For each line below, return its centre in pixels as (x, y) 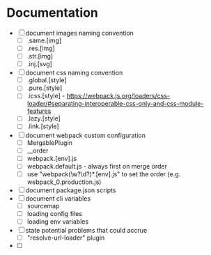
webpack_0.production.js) (64, 182)
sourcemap (43, 206)
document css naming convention (74, 73)
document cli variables (58, 198)
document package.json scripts (71, 190)
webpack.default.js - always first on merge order (97, 166)
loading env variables (57, 222)
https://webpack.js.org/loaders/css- (118, 96)
